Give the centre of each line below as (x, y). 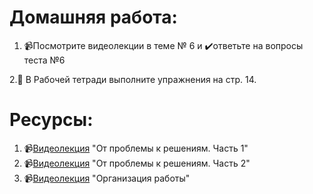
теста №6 (44, 60)
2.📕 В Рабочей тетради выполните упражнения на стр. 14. (133, 79)
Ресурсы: (51, 120)
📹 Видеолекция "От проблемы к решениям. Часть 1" (136, 148)
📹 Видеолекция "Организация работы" (107, 178)
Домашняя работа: (93, 17)
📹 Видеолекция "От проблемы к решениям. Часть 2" (137, 163)
